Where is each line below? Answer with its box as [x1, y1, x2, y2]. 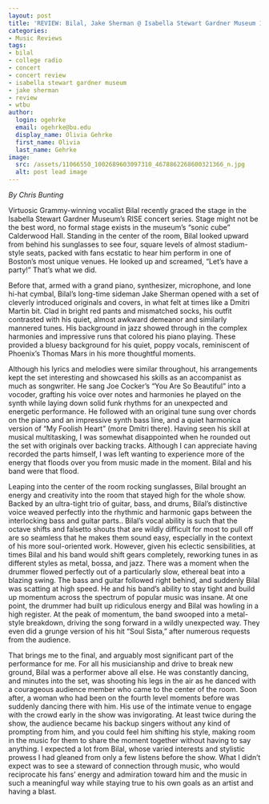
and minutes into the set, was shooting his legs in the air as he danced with [8, 676, 256, 685]
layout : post [8, 11, 52, 20]
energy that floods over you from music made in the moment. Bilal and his [8, 458, 252, 467]
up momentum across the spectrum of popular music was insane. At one [8, 593, 248, 601]
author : [8, 109, 34, 117]
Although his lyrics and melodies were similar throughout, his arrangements [8, 364, 258, 373]
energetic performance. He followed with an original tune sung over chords [8, 407, 256, 416]
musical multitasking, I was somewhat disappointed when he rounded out [8, 432, 251, 441]
